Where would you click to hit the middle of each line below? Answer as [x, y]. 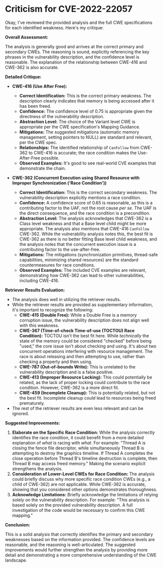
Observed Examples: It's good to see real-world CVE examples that [88, 163]
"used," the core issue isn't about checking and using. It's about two [88, 346]
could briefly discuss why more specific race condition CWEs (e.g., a [81, 479]
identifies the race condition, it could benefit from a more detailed [78, 437]
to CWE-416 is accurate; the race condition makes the [83, 153]
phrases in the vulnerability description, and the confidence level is [72, 57]
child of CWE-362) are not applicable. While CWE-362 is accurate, [79, 484]
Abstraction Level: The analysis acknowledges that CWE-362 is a [86, 218]
